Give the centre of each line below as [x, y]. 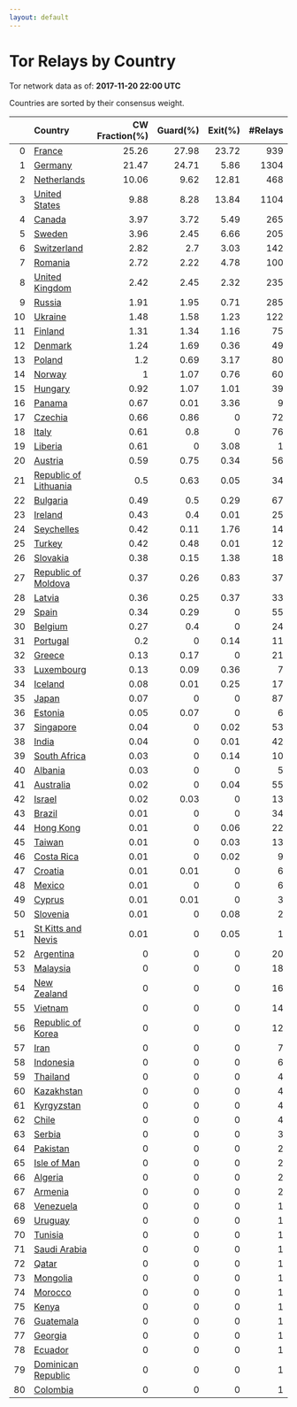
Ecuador [51, 1349]
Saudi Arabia [61, 1249]
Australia [52, 784]
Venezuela [56, 1206]
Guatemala [57, 1321]
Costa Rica [57, 857]
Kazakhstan [58, 1091]
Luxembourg [60, 669]
